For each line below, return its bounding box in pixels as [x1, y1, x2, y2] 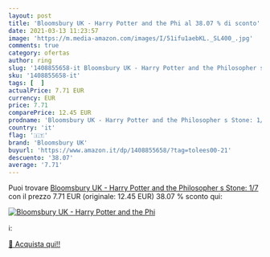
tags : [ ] [8, 79, 45, 87]
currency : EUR [8, 94, 56, 102]
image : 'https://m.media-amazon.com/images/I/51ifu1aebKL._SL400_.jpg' [8, 34, 253, 43]
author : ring [8, 57, 52, 65]
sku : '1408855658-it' [8, 71, 81, 80]
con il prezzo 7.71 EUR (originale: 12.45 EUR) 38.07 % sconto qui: [8, 192, 223, 202]
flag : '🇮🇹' [8, 131, 48, 139]
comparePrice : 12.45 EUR [8, 109, 92, 117]
